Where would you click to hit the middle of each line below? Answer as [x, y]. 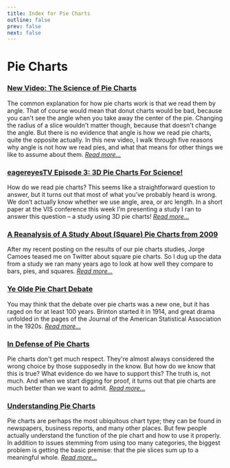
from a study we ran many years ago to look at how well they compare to [110, 264]
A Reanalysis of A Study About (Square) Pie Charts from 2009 [113, 234]
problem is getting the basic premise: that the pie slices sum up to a [103, 450]
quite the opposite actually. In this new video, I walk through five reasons [110, 140]
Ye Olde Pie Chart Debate [50, 289]
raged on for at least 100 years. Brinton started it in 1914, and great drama [111, 311]
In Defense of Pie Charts [48, 343]
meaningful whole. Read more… [52, 458]
